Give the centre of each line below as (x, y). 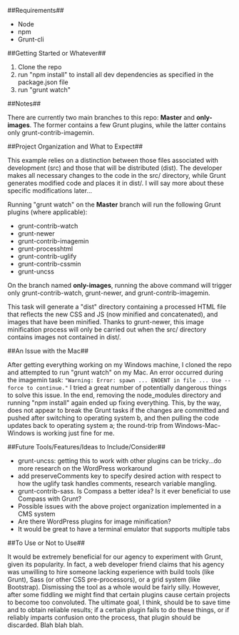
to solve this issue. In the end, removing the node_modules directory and (115, 395)
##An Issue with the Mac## (48, 351)
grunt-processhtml (45, 249)
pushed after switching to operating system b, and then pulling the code (113, 418)
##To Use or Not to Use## (46, 543)
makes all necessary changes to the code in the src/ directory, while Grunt (117, 175)
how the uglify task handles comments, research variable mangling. (117, 484)
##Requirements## (36, 10)
